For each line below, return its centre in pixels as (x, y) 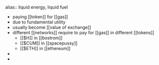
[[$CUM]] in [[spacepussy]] (49, 43)
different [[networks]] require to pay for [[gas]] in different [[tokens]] (83, 32)
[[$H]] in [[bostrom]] (41, 38)
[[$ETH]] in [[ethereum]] (45, 48)
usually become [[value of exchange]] (52, 27)
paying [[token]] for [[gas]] (40, 17)
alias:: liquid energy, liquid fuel (37, 7)
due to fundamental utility (39, 22)
